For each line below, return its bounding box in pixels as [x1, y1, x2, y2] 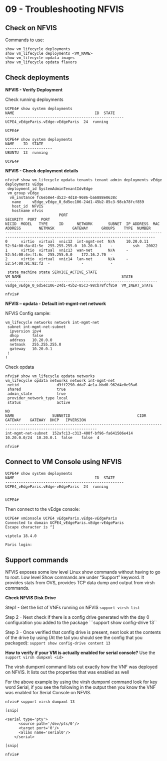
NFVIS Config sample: [5, 310, 51, 316]
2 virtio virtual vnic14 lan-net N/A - [5, 256, 128, 262]
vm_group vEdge [7, 190, 39, 195]
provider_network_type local [7, 395, 68, 400]
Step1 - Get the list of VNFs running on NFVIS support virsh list [5, 604, 140, 611]
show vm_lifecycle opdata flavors [5, 60, 77, 65]
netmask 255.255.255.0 [9, 342, 61, 347]
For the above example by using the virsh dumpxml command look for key [5, 679, 157, 685]
